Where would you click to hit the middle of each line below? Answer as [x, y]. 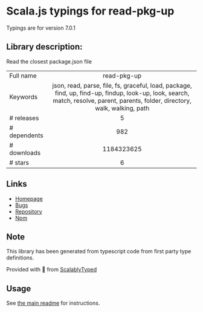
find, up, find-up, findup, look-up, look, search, [122, 93]
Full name [23, 76]
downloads [25, 152]
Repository [28, 211]
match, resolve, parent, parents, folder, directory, [122, 100]
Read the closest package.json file [49, 61]
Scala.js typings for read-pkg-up [90, 11]
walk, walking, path [122, 108]
